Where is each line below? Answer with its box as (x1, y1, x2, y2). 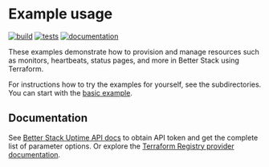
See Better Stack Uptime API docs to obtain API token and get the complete (8, 132, 259, 142)
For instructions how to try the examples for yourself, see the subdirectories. (8, 79, 262, 89)
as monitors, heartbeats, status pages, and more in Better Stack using (8, 55, 239, 65)
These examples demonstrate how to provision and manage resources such (8, 47, 259, 56)
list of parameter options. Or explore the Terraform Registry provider (8, 141, 234, 151)
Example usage (8, 5, 113, 23)
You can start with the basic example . (8, 88, 132, 97)
